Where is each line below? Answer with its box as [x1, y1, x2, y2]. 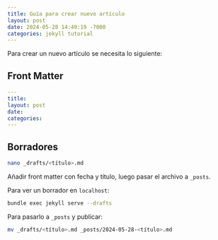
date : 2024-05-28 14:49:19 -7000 [7, 23, 106, 30]
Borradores [7, 140, 59, 152]
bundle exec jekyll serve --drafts [7, 200, 113, 207]
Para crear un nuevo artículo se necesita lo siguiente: [7, 49, 163, 58]
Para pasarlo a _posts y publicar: [7, 212, 103, 221]
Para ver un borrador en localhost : [7, 186, 110, 194]
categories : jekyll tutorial [7, 30, 93, 37]
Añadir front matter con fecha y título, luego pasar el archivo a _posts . [7, 172, 211, 181]
